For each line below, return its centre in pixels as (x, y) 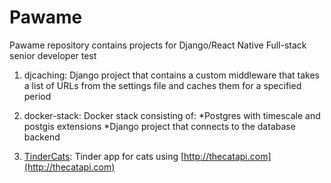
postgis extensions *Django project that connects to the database (159, 126)
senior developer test (53, 55)
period (37, 96)
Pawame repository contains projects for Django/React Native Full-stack (158, 45)
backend (42, 137)
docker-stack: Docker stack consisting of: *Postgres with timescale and (172, 115)
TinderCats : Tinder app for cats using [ (104, 156)
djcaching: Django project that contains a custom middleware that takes (171, 75)
